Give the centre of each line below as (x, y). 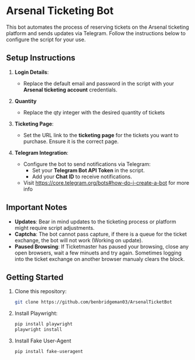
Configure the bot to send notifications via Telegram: (87, 164)
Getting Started (35, 277)
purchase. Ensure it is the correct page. (71, 141)
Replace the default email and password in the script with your (99, 83)
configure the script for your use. (46, 39)
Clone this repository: (40, 291)
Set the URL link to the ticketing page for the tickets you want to (101, 135)
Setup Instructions (41, 58)
